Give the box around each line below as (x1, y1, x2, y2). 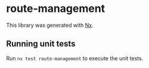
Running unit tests (6, 39, 76, 49)
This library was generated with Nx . (6, 21, 94, 29)
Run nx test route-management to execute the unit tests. (6, 54, 144, 61)
